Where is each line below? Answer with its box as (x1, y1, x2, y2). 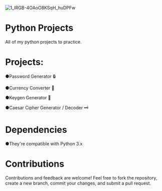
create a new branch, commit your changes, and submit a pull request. (5, 180, 151, 186)
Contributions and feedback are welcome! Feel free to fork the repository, (5, 174, 157, 180)
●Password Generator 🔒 (5, 73, 56, 79)
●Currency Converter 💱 (5, 85, 55, 91)
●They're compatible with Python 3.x (5, 140, 83, 146)
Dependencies (5, 124, 67, 135)
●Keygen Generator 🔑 (5, 94, 51, 100)
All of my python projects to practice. (5, 39, 82, 45)
